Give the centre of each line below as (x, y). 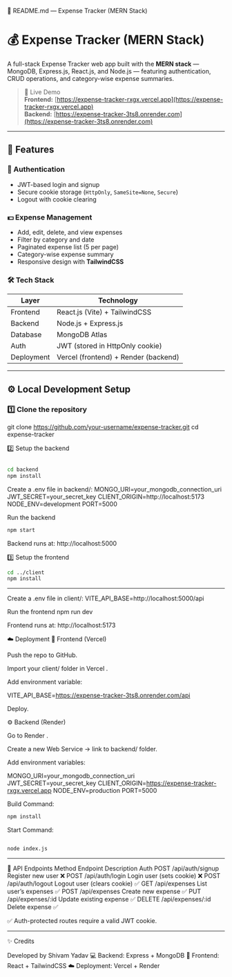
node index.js (28, 849)
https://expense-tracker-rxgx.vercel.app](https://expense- (140, 99)
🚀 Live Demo (42, 92)
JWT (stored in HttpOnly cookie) (109, 346)
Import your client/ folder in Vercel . (58, 669)
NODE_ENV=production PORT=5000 (105, 791)
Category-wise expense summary (65, 254)
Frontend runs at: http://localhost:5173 (61, 625)
